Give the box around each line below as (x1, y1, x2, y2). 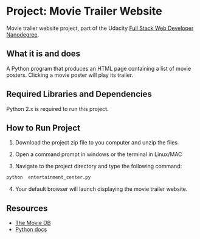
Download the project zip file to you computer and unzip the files (15, 139, 178, 146)
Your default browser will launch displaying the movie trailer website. (15, 185, 188, 193)
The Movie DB (15, 219, 51, 227)
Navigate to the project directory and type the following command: (15, 163, 182, 170)
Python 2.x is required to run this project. (6, 105, 109, 112)
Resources (6, 203, 48, 213)
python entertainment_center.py (6, 174, 91, 180)
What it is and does (6, 49, 81, 59)
